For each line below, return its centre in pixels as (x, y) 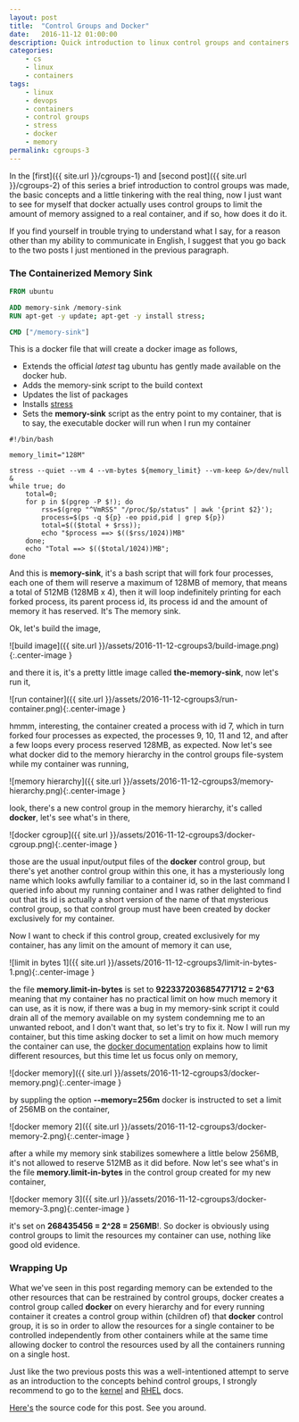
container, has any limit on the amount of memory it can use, (120, 945)
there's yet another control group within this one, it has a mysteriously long (147, 871)
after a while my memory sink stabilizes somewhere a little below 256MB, (144, 1153)
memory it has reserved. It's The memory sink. (95, 611)
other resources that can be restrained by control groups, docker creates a (147, 1297)
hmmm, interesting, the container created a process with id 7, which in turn (147, 726)
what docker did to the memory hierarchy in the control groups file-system (146, 754)
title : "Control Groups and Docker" (79, 26)
